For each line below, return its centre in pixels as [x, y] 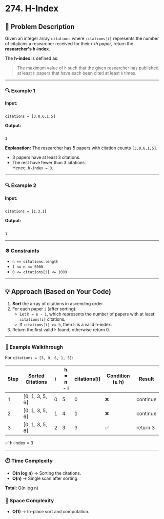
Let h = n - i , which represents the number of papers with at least [87, 314]
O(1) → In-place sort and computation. [51, 511]
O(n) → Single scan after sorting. [45, 478]
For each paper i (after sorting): [44, 309]
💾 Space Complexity [30, 501]
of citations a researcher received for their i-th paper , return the [69, 44]
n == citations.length [35, 261]
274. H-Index [32, 9]
